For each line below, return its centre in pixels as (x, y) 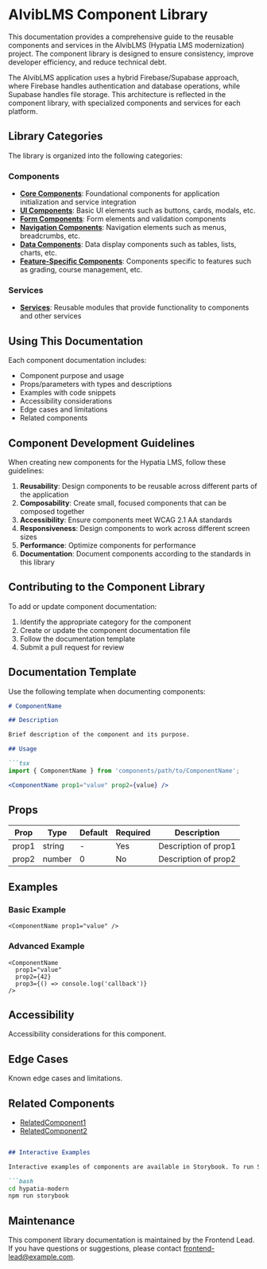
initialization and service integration (78, 202)
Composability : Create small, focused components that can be (123, 502)
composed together (52, 511)
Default (94, 832)
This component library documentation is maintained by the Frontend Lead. (132, 1240)
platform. (23, 111)
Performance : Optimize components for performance (108, 545)
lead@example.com (41, 1257)
